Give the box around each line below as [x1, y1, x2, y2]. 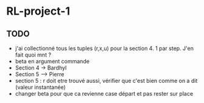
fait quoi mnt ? [15, 51, 52, 59]
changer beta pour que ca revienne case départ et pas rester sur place [15, 90, 194, 97]
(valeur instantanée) [15, 83, 66, 91]
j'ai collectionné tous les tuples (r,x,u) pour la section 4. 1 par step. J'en [15, 44, 194, 52]
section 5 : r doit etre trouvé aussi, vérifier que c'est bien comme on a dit [15, 77, 198, 84]
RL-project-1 [6, 4, 71, 18]
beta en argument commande [15, 58, 90, 65]
